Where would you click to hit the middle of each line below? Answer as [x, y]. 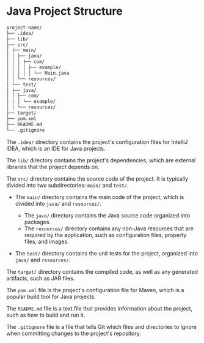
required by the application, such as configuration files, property [105, 235]
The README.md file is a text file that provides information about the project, [100, 308]
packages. [37, 222]
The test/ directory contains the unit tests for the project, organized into [107, 253]
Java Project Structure [65, 11]
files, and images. [46, 241]
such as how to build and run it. [46, 315]
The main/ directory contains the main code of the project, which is [100, 197]
